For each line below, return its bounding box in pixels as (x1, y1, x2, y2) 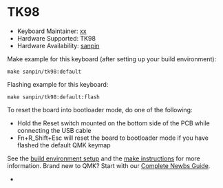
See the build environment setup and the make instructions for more (7, 154, 201, 163)
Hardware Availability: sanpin (17, 41, 100, 50)
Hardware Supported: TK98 (17, 34, 96, 42)
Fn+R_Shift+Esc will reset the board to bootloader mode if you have (17, 134, 209, 142)
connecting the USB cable (17, 126, 92, 134)
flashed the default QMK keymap (17, 140, 111, 149)
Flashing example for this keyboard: (7, 80, 109, 88)
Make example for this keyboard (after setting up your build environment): (7, 54, 217, 63)
